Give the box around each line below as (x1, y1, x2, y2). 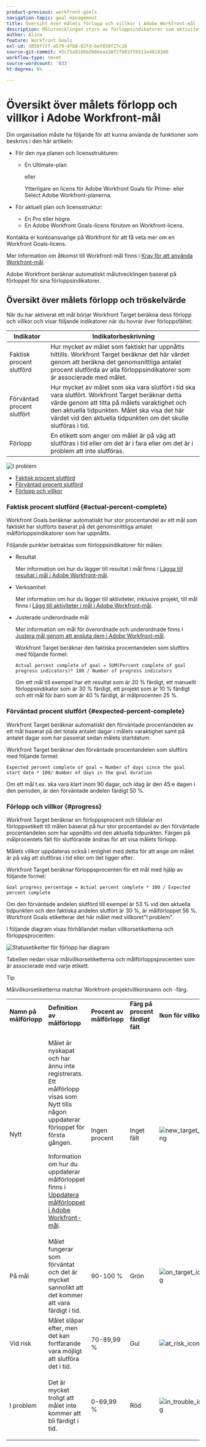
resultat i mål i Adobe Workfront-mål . (15, 571, 109, 579)
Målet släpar (48, 1316, 84, 1325)
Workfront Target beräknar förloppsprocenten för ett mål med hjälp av (6, 866, 183, 874)
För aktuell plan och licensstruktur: (15, 204, 103, 211)
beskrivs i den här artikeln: (6, 137, 74, 145)
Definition (48, 1004, 78, 1012)
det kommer (48, 1291, 83, 1300)
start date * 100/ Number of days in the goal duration (6, 769, 152, 776)
